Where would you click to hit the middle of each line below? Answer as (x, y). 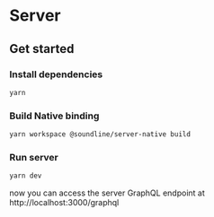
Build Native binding (54, 116)
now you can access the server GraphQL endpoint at (107, 193)
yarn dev (26, 176)
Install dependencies (56, 74)
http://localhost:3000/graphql (64, 203)
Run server (34, 157)
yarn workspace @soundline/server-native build (100, 135)
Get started (42, 49)
